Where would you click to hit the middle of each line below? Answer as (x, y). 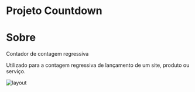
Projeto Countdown (54, 11)
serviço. (16, 71)
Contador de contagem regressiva (47, 54)
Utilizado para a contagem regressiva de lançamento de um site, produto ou (98, 65)
